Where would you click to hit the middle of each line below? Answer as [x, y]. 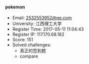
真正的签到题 [33, 51]
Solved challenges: [32, 45]
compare [29, 56]
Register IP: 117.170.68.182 [38, 34]
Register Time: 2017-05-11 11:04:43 [48, 29]
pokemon [15, 7]
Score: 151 [23, 40]
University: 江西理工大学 [37, 24]
